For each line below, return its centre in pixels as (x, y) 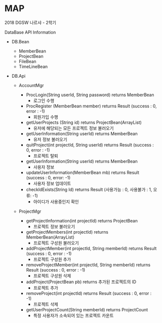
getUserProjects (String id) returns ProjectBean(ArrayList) (84, 122)
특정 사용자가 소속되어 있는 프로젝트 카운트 (73, 315)
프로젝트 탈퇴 (46, 155)
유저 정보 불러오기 (50, 139)
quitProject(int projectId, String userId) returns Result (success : (90, 145)
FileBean (28, 61)
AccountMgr (31, 85)
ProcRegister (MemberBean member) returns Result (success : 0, (91, 106)
